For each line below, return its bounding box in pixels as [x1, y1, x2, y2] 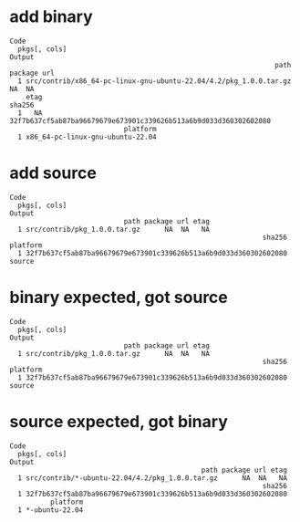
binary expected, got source [9, 287, 228, 308]
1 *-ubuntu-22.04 [17, 505, 84, 515]
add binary [9, 6, 93, 27]
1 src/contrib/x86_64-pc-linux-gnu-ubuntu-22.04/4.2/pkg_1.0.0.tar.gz [17, 76, 292, 86]
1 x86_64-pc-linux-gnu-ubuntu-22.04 [17, 132, 157, 141]
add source [9, 162, 98, 183]
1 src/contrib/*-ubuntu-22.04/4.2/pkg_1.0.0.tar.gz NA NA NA [17, 473, 287, 483]
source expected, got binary [9, 412, 228, 432]
